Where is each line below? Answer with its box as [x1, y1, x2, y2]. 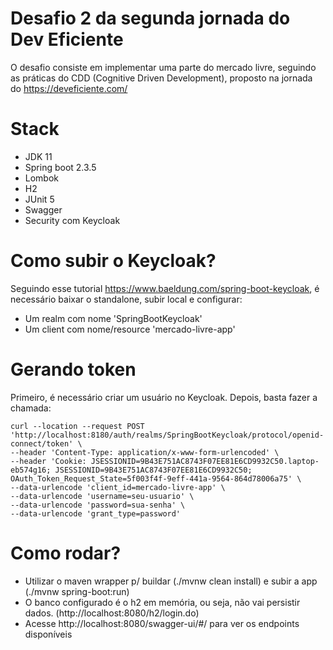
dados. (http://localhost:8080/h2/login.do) [24, 607, 200, 619]
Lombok [24, 172, 60, 184]
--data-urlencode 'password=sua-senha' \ [10, 500, 186, 510]
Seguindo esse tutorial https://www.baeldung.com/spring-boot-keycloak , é [10, 282, 320, 294]
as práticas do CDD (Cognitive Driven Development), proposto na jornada [10, 72, 313, 84]
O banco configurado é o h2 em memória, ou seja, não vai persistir [24, 596, 301, 608]
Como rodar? [10, 542, 122, 564]
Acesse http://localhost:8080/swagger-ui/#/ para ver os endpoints [24, 617, 300, 629]
